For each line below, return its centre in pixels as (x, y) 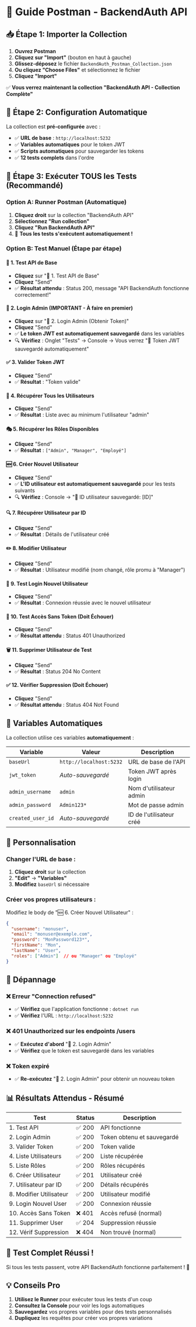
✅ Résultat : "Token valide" (47, 382)
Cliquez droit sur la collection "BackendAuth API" (74, 215)
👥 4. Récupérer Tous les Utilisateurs (50, 396)
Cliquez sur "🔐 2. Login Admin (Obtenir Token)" (72, 321)
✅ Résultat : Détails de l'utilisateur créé (62, 534)
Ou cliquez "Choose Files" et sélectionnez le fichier (77, 70)
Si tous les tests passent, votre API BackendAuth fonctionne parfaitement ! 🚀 (98, 1267)
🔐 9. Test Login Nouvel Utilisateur (47, 583)
